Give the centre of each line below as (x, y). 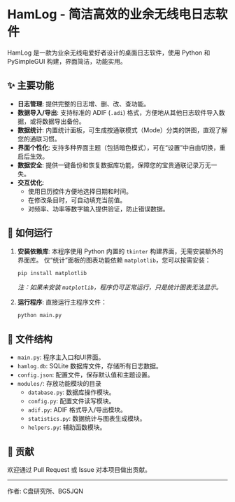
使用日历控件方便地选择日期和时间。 (80, 191)
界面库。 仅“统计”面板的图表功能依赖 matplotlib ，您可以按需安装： (114, 260)
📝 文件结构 (30, 339)
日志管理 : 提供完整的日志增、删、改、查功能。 (84, 104)
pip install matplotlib (52, 273)
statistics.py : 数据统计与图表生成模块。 (87, 419)
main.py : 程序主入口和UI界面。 (61, 357)
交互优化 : (30, 182)
